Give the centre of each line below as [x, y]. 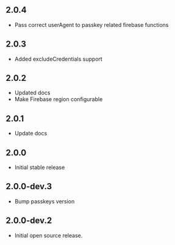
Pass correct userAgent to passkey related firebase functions [91, 24]
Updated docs [32, 93]
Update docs [31, 134]
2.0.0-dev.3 [29, 187]
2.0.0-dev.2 [29, 221]
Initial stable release [40, 167]
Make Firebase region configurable [59, 99]
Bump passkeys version [45, 201]
